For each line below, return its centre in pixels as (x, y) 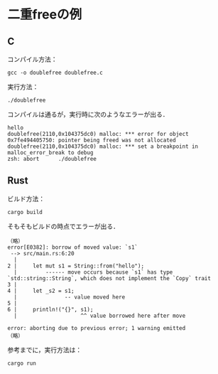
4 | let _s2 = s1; (41, 291)
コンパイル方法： (32, 59)
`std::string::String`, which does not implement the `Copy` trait (109, 278)
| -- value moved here (70, 297)
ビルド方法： (26, 198)
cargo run (22, 363)
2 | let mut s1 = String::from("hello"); (76, 266)
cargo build (25, 212)
